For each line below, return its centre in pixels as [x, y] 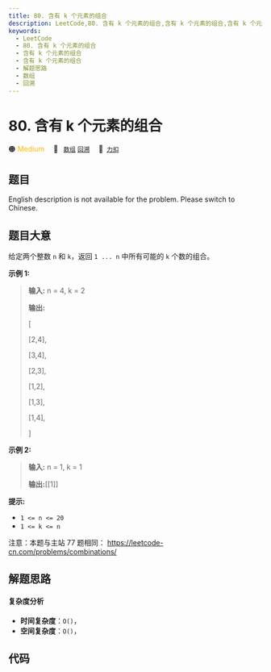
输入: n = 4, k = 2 [56, 290]
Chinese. [23, 208]
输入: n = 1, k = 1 [55, 467]
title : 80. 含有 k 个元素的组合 [58, 16]
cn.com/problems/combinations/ [63, 552]
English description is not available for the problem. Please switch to [122, 199]
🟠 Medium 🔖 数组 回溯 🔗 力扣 [64, 149]
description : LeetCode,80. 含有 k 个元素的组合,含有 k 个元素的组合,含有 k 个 [132, 23]
